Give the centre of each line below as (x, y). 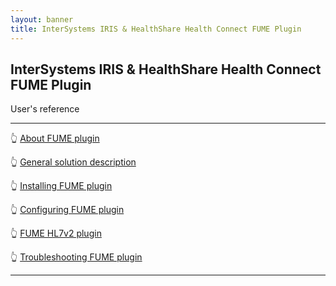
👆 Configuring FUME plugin (67, 210)
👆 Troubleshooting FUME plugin (76, 257)
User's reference (45, 109)
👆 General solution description (73, 162)
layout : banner (42, 19)
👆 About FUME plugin (55, 138)
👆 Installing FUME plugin (61, 186)
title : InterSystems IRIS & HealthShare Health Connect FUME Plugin (156, 29)
